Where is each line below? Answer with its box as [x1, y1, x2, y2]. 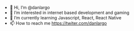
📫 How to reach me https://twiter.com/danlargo [9, 20, 107, 26]
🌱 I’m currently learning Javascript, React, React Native [9, 15, 122, 20]
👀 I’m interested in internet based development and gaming [9, 10, 130, 15]
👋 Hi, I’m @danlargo [9, 5, 50, 10]
